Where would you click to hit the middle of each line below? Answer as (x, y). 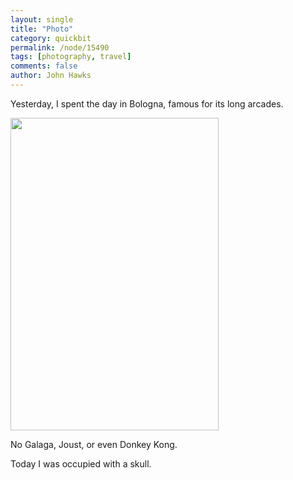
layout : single (42, 19)
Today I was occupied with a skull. (81, 463)
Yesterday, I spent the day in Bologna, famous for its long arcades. (147, 103)
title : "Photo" (42, 29)
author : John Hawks (51, 76)
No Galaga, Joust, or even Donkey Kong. (94, 444)
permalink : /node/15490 (60, 47)
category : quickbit (51, 38)
